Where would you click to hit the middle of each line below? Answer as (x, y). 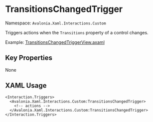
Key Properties (29, 58)
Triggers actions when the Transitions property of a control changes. (77, 32)
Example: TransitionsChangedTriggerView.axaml (55, 42)
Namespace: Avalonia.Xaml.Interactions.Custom (56, 23)
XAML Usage (26, 86)
